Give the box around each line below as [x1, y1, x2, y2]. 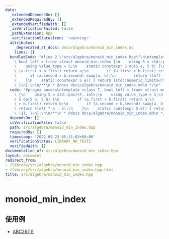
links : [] [14, 50, 35, 55]
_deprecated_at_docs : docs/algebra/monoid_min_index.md [14, 45, 134, 50]
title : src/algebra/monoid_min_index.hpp [5, 172, 94, 177]
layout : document [5, 153, 42, 158]
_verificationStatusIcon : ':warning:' [10, 36, 92, 41]
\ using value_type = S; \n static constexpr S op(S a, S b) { [14, 64, 161, 69]
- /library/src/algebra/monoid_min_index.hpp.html [5, 167, 114, 172]
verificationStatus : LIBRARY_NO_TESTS [10, 139, 92, 144]
